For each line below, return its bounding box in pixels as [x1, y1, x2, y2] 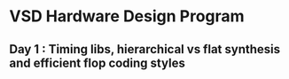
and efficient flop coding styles [9, 55, 186, 70]
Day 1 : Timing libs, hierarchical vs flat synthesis [9, 42, 281, 57]
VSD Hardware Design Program [9, 6, 246, 27]
